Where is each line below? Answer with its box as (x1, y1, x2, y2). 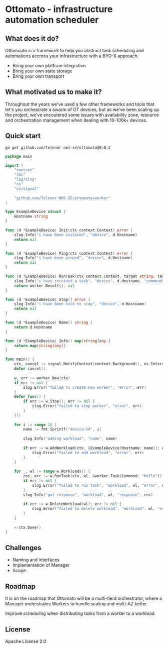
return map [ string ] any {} (14, 343, 66, 348)
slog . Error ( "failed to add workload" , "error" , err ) (31, 450, 144, 455)
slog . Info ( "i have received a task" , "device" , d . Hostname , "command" (14, 278, 164, 283)
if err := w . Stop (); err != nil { (23, 399, 95, 404)
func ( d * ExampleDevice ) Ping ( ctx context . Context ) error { (5, 251, 133, 256)
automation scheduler (5, 14, 99, 26)
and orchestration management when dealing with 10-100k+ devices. (5, 117, 147, 123)
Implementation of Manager (12, 562, 70, 568)
